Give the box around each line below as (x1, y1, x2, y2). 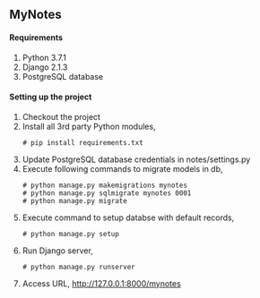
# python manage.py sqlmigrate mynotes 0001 (22, 188, 192, 198)
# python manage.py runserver (22, 262, 136, 271)
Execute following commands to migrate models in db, (22, 163, 223, 174)
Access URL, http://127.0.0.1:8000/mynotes (22, 277, 181, 289)
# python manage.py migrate (22, 196, 127, 205)
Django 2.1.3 (22, 62, 68, 72)
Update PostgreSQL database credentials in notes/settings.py (22, 154, 251, 165)
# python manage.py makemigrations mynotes (22, 181, 188, 190)
